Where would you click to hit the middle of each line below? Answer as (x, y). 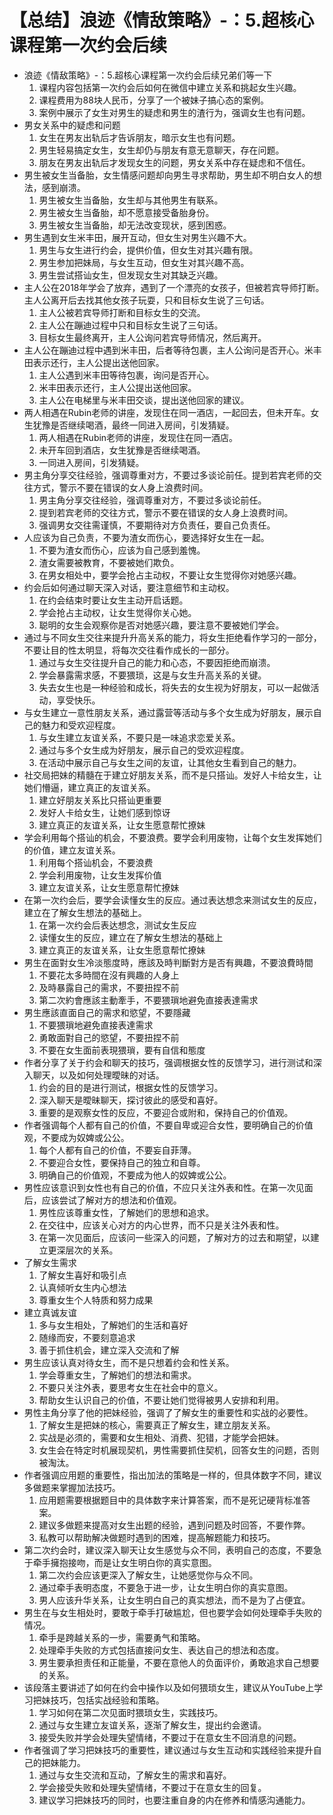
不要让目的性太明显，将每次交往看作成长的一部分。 (129, 650)
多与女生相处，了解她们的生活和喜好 (113, 1325)
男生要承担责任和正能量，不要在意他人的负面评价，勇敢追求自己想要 (179, 1662)
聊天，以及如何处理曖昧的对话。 (98, 1075)
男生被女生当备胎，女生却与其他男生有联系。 (131, 200)
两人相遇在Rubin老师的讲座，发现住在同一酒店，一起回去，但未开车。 (167, 412)
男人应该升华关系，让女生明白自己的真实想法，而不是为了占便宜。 (174, 1600)
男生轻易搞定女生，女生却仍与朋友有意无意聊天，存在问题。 (161, 150)
